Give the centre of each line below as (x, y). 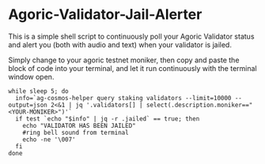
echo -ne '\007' (49, 140)
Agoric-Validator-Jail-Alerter (105, 15)
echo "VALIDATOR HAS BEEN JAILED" (79, 125)
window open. (31, 76)
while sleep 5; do (38, 91)
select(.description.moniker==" (199, 105)
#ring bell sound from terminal (76, 132)
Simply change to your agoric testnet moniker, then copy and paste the (124, 60)
